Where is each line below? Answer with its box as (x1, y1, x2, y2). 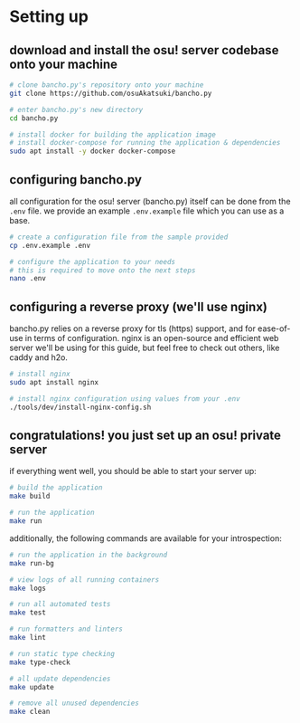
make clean (9, 708, 51, 717)
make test (9, 608, 47, 617)
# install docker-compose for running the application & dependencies (9, 138, 281, 147)
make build (9, 491, 51, 501)
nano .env (9, 274, 47, 283)
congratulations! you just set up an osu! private (9, 428, 282, 443)
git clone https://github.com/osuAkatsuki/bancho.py (9, 89, 212, 98)
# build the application (9, 483, 103, 492)
